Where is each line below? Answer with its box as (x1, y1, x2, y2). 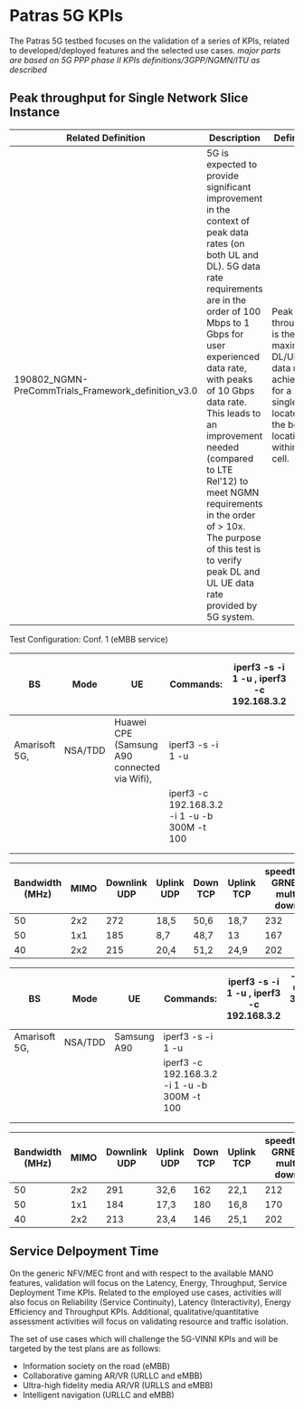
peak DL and (206, 565, 261, 577)
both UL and (206, 248, 260, 261)
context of (206, 214, 251, 227)
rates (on (206, 237, 245, 250)
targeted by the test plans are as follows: (9, 1343, 161, 1354)
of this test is (206, 542, 261, 555)
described (9, 64, 48, 75)
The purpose (206, 531, 261, 544)
